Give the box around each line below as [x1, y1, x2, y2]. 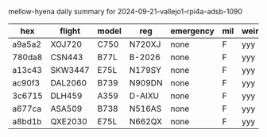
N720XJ [129, 39, 161, 50]
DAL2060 [50, 78, 87, 88]
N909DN [129, 78, 163, 88]
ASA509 [50, 103, 83, 114]
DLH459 [50, 90, 83, 101]
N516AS [129, 103, 162, 114]
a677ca [12, 103, 42, 114]
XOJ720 [50, 39, 82, 50]
